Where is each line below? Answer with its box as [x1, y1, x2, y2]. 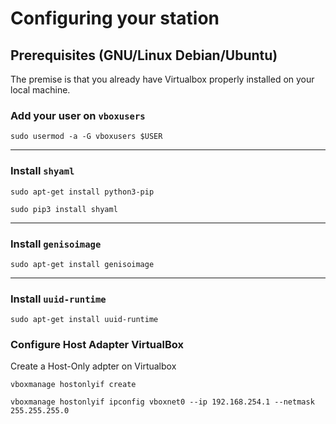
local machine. [10, 84, 71, 96]
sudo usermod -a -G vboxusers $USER [10, 132, 163, 142]
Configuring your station [10, 7, 220, 30]
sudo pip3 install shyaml [10, 204, 118, 214]
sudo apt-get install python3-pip [10, 187, 155, 197]
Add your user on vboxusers [10, 108, 146, 122]
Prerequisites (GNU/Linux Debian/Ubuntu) [10, 47, 278, 64]
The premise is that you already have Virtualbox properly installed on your [10, 73, 315, 85]
